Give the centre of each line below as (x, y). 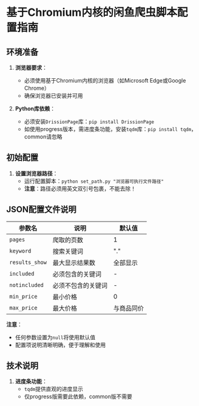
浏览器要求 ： (31, 68)
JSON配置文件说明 (42, 210)
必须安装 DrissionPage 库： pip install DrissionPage (89, 121)
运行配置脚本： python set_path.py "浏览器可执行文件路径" (94, 181)
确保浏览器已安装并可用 (53, 96)
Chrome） (37, 88)
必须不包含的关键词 (80, 285)
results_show (28, 262)
